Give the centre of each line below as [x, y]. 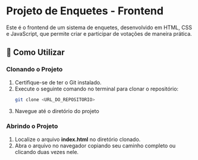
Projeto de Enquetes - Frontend [85, 11]
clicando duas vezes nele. [47, 152]
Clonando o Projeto [34, 70]
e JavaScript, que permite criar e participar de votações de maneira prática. [99, 33]
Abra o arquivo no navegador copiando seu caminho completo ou [95, 145]
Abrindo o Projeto [32, 126]
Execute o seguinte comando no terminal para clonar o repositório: [97, 89]
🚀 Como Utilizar [36, 53]
